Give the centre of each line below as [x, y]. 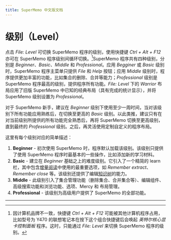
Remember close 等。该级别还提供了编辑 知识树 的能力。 [71, 174]
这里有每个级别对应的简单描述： [39, 138]
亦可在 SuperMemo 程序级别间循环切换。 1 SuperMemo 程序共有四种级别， [83, 58]
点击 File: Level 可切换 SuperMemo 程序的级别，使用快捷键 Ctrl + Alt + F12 [83, 52]
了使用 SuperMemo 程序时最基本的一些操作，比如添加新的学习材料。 [85, 155]
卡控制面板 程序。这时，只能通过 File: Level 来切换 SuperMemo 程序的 [86, 226]
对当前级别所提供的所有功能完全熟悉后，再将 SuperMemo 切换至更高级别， [84, 120]
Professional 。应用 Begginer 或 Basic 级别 [120, 65]
